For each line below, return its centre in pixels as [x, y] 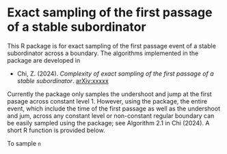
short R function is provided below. [56, 130]
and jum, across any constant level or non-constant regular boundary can [111, 115]
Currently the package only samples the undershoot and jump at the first [109, 94]
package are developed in [44, 60]
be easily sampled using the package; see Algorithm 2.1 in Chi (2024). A [108, 123]
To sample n [24, 143]
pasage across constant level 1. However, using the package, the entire [107, 101]
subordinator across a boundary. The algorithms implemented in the [103, 53]
